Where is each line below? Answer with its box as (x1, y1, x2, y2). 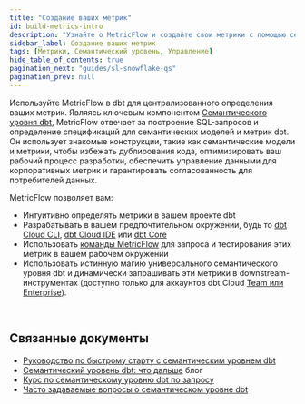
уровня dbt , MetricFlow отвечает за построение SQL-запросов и (9, 116, 259, 127)
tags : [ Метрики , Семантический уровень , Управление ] (9, 47, 213, 56)
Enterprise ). (22, 287, 67, 298)
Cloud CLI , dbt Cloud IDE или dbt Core (22, 229, 168, 240)
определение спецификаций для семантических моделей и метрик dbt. (9, 126, 290, 137)
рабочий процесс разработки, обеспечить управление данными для (9, 155, 277, 166)
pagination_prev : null (9, 73, 95, 82)
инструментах (22, 277, 79, 288)
